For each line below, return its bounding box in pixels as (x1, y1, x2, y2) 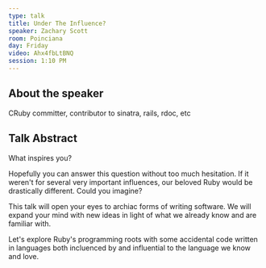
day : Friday (8, 42, 48, 50)
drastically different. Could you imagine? (8, 186, 143, 195)
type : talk (8, 11, 45, 20)
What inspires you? (8, 153, 73, 162)
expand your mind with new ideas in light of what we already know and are (8, 210, 257, 220)
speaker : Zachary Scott (8, 27, 89, 35)
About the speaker (8, 86, 104, 101)
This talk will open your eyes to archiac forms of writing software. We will (8, 201, 251, 211)
